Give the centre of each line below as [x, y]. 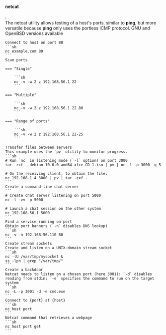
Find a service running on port [39, 222]
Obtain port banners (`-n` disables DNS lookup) [56, 226]
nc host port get [23, 327]
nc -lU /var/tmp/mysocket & [34, 257]
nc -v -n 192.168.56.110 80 [34, 235]
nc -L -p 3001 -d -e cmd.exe [35, 292]
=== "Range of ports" [28, 121]
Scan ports [16, 60]
